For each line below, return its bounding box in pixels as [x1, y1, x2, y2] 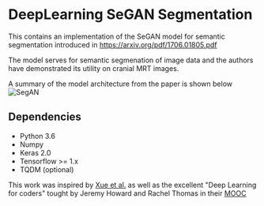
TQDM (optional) [19, 164, 74, 174]
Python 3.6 [19, 131, 55, 140]
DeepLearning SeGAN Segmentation [8, 6, 253, 24]
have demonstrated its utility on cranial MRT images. [8, 63, 179, 73]
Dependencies [8, 110, 81, 124]
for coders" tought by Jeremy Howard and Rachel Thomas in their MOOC [8, 188, 247, 198]
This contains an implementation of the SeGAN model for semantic [8, 32, 225, 41]
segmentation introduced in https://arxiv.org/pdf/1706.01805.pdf [8, 39, 217, 49]
